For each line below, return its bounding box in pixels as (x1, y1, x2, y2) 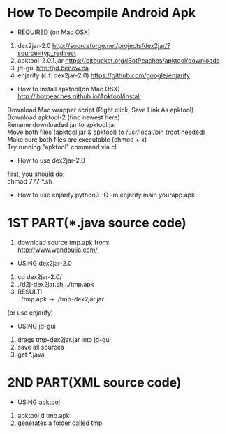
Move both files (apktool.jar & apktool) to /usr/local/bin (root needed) (7, 128, 205, 136)
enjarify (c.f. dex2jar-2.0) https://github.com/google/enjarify (17, 71, 191, 80)
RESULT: (17, 287, 43, 296)
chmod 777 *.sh (7, 177, 52, 186)
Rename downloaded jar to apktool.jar (7, 120, 117, 128)
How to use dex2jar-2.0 (17, 156, 85, 165)
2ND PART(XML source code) (7, 375, 182, 391)
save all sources (17, 343, 64, 351)
